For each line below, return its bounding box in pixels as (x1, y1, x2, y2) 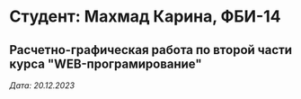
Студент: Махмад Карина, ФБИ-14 (9, 6, 281, 27)
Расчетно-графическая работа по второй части (9, 42, 293, 58)
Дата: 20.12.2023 (9, 80, 75, 91)
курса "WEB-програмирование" (9, 56, 202, 71)
